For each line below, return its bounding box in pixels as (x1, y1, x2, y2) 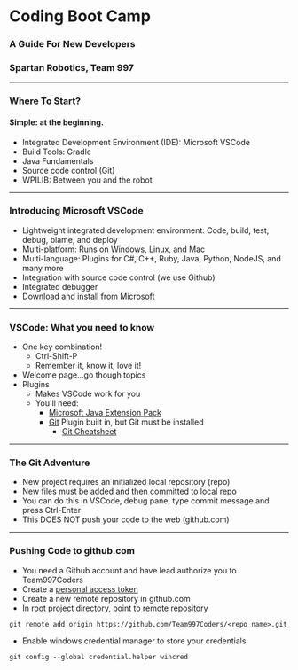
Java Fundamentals (21, 155, 94, 166)
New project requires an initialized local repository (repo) (21, 477, 231, 487)
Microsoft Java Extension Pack (48, 408, 162, 418)
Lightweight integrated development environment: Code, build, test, (21, 224, 270, 236)
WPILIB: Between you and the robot (21, 175, 153, 185)
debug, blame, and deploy (21, 234, 118, 245)
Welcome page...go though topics (21, 370, 146, 380)
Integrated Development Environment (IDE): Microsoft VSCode (21, 136, 251, 147)
